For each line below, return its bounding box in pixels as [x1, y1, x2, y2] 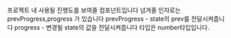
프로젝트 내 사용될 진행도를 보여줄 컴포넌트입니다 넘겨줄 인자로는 [7, 6, 181, 14]
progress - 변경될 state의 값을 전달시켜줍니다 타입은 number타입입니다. [14, 23, 210, 31]
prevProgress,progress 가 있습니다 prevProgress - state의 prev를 [7, 15, 190, 23]
